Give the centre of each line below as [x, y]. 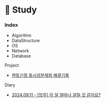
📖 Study [21, 10]
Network [20, 51]
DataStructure [26, 41]
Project [12, 65]
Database [21, 56]
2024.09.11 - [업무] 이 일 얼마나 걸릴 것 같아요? [56, 95]
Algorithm [21, 35]
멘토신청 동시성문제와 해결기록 [40, 75]
